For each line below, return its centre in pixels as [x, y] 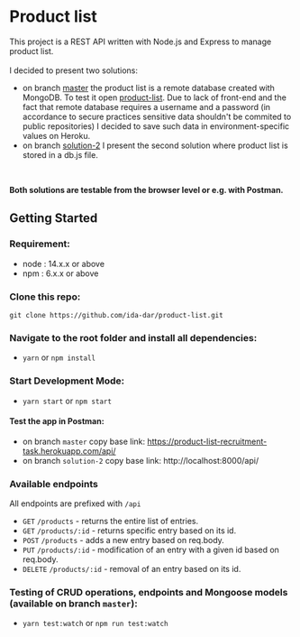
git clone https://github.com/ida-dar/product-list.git [116, 315]
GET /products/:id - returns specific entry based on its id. [129, 531]
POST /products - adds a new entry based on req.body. [123, 540]
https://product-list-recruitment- [207, 441]
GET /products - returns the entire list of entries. [110, 522]
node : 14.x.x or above [64, 263]
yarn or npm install [59, 357]
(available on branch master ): [73, 604]
